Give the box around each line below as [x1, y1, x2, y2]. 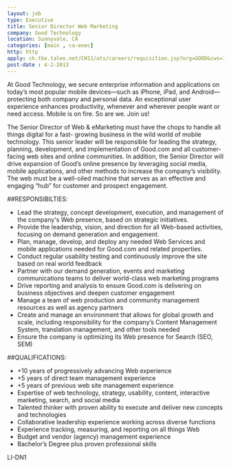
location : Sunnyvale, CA [7, 36, 78, 43]
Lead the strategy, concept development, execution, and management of [16, 208, 224, 216]
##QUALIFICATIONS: [7, 353, 67, 362]
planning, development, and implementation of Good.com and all [7, 145, 190, 153]
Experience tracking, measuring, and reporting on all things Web [16, 425, 200, 433]
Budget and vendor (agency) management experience [16, 432, 171, 441]
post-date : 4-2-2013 [7, 61, 69, 68]
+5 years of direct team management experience [16, 373, 156, 382]
